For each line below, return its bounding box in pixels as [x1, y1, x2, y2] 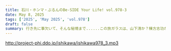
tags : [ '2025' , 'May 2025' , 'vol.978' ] [5, 17, 90, 22]
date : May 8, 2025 [5, 12, 44, 17]
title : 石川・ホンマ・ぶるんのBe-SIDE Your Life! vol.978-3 [5, 7, 127, 13]
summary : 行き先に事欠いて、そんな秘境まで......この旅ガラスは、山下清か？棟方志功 [5, 26, 164, 31]
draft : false [5, 21, 33, 27]
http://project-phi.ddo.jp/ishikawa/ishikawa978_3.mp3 [5, 40, 119, 46]
